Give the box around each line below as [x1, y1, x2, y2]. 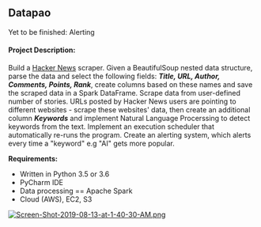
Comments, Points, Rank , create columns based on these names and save [8, 80, 253, 89]
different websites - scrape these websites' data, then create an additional [8, 105, 251, 115]
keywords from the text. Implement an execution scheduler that [8, 122, 215, 131]
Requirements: [8, 154, 58, 164]
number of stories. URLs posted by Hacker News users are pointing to [8, 96, 236, 106]
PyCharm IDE [19, 178, 63, 187]
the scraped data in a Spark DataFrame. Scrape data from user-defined [8, 89, 241, 98]
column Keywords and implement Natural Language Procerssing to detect [8, 114, 251, 123]
